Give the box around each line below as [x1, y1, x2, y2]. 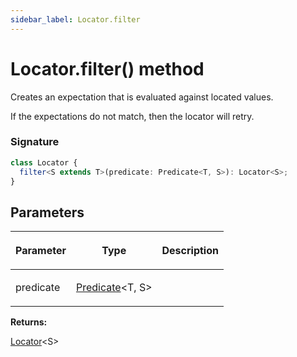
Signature [10, 135, 60, 149]
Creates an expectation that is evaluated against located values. [10, 91, 274, 103]
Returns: [10, 316, 48, 328]
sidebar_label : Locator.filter [10, 14, 141, 25]
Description [161, 244, 219, 258]
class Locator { [10, 157, 78, 168]
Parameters [10, 204, 85, 221]
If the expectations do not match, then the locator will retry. [10, 110, 255, 122]
